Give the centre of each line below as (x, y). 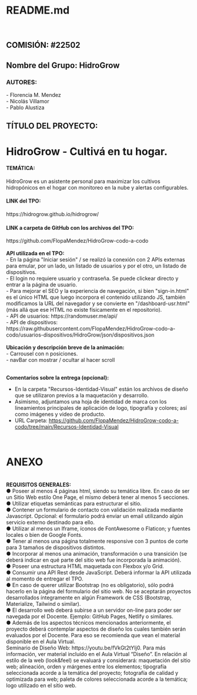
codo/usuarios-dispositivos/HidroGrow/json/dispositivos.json (80, 335)
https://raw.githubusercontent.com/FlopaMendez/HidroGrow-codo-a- (91, 329)
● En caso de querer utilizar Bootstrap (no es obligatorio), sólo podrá (90, 585)
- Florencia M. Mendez (34, 95)
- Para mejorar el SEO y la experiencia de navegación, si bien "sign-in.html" (98, 291)
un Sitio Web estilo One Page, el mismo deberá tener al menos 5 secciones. (98, 497)
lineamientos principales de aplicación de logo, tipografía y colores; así (101, 408)
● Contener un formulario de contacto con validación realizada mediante (95, 510)
